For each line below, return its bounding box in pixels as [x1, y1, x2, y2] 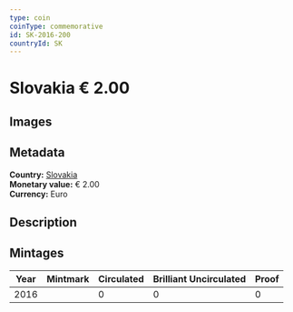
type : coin [9, 13, 51, 23]
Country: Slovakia [9, 169, 78, 180]
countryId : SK [9, 38, 63, 48]
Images [9, 114, 53, 129]
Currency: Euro [9, 188, 68, 199]
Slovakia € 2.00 [9, 78, 130, 98]
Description [9, 215, 77, 230]
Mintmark [46, 272, 90, 285]
